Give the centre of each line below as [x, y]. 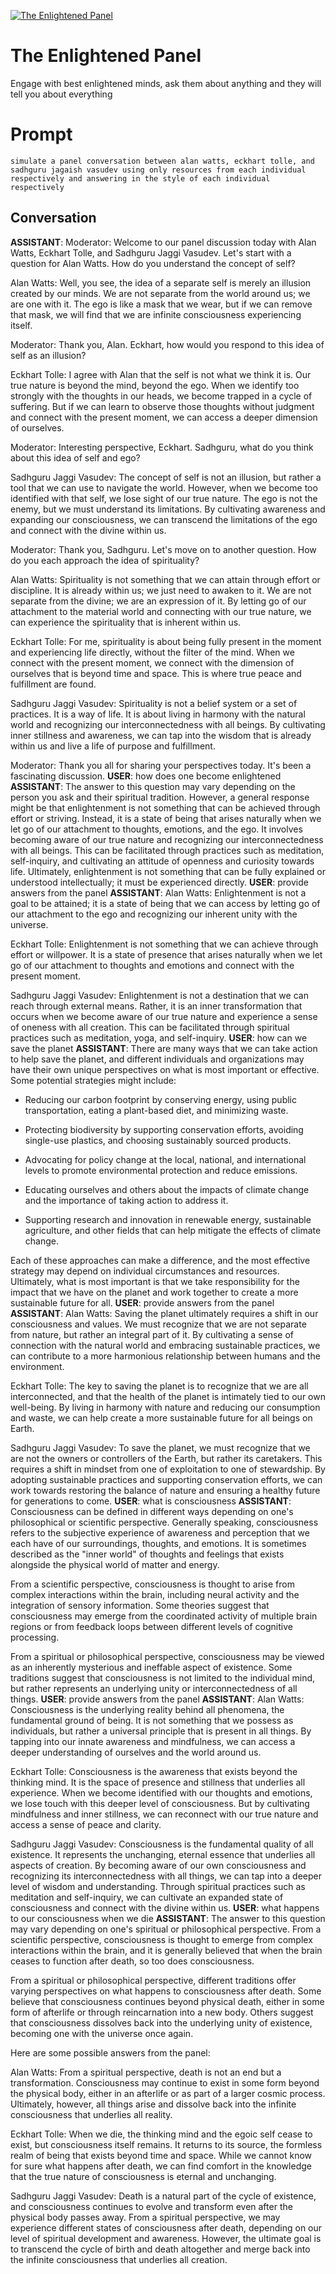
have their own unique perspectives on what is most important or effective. [165, 1069]
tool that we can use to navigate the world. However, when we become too [164, 487]
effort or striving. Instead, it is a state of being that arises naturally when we [166, 818]
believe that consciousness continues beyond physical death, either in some [167, 2001]
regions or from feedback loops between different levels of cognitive [151, 1626]
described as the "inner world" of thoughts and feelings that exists [147, 1554]
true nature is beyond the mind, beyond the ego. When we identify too [155, 385]
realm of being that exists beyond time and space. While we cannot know [161, 2155]
